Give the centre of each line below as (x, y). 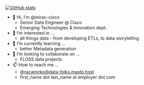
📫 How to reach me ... (35, 65)
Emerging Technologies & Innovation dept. (63, 28)
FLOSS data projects (41, 59)
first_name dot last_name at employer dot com (68, 77)
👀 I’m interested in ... (33, 33)
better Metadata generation (48, 49)
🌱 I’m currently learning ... (39, 43)
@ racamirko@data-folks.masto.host (57, 72)
